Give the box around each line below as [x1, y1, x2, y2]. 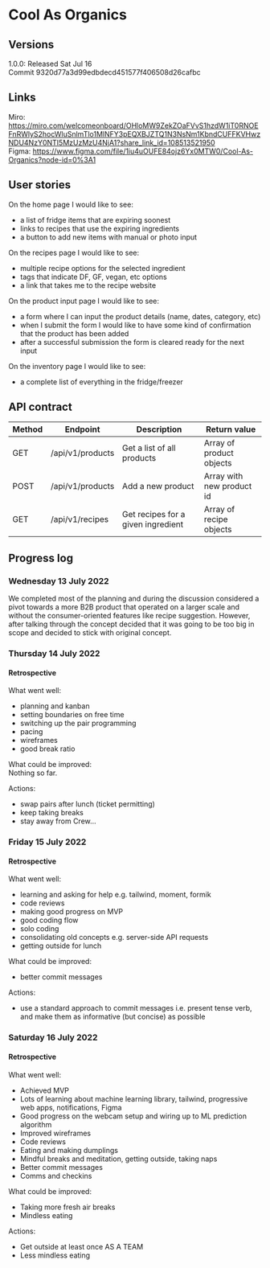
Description [136, 424, 182, 435]
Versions [8, 38, 55, 51]
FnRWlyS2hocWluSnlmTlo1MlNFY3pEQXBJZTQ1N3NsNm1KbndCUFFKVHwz [8, 129, 261, 138]
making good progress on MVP [19, 907, 124, 917]
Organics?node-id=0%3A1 [8, 154, 96, 164]
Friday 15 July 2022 [8, 836, 87, 847]
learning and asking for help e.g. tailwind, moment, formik [19, 890, 211, 900]
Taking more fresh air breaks [19, 1202, 116, 1212]
